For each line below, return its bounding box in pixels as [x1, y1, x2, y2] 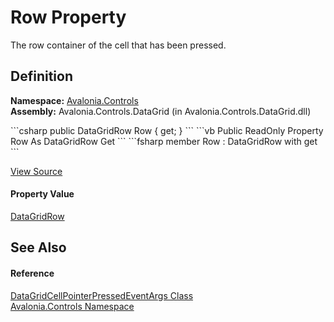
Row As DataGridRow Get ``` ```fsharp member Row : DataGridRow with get [10, 135, 318, 147]
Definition [10, 68, 73, 85]
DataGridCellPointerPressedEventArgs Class [10, 289, 194, 301]
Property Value [10, 188, 75, 200]
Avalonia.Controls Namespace [10, 300, 135, 312]
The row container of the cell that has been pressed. [10, 39, 227, 51]
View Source [10, 165, 63, 177]
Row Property [10, 6, 127, 29]
